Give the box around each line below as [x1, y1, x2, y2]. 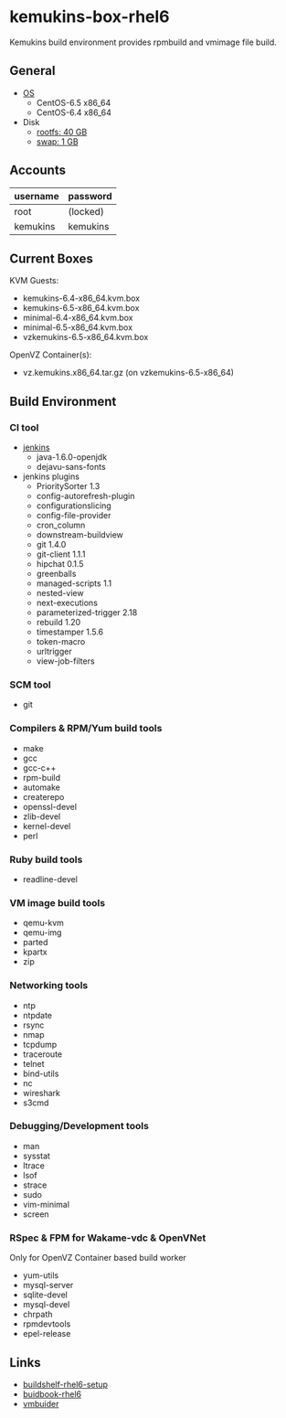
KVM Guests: [9, 275, 59, 286]
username [14, 189, 59, 202]
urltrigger [36, 646, 72, 657]
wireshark [22, 1087, 61, 1098]
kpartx [22, 946, 48, 957]
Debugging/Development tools [9, 1120, 149, 1133]
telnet [22, 1058, 45, 1069]
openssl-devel [22, 801, 78, 812]
